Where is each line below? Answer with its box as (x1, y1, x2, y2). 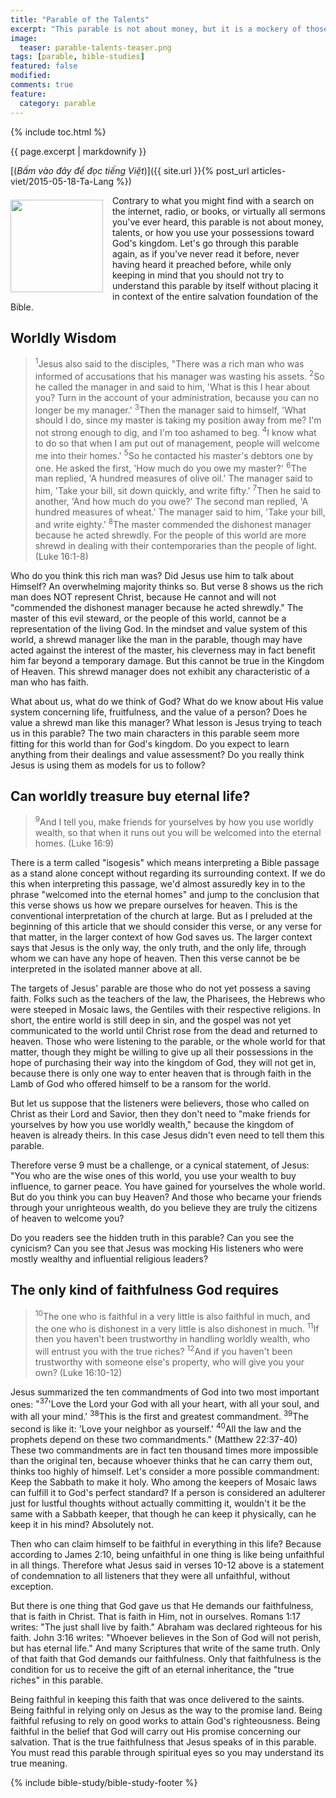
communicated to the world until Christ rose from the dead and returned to (10, 1025, 318, 1037)
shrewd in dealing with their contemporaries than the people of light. (34, 539, 318, 551)
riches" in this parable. (10, 1674, 104, 1686)
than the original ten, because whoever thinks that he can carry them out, (10, 1454, 313, 1466)
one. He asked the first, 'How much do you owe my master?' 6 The (34, 460, 307, 474)
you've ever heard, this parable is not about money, (112, 216, 325, 228)
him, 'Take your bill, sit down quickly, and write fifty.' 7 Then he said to (34, 483, 322, 496)
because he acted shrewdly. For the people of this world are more (34, 529, 307, 541)
